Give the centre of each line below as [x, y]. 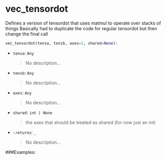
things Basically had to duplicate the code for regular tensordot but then [81, 28]
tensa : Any [23, 53]
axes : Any [22, 93]
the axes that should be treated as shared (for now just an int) [90, 122]
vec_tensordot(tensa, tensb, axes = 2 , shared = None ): [61, 43]
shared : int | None [33, 112]
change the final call [27, 34]
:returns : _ [25, 132]
